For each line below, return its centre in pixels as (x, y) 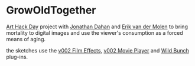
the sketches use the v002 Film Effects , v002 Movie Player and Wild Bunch (97, 50)
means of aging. (26, 39)
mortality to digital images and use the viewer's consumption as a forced (95, 32)
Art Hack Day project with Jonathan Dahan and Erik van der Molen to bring (97, 27)
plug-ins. (17, 57)
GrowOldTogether (51, 10)
